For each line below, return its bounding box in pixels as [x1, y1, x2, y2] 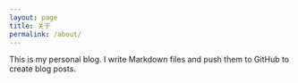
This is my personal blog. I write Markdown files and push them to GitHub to [9, 54, 290, 65]
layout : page [9, 12, 58, 22]
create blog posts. [9, 63, 76, 74]
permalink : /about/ [9, 29, 82, 38]
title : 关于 [9, 21, 51, 30]
